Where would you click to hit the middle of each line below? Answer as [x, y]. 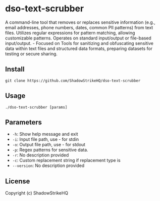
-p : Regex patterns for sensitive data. [50, 150]
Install [15, 69]
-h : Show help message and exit [45, 134]
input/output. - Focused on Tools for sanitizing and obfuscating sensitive [79, 43]
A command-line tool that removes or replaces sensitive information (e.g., [80, 22]
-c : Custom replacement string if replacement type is [66, 161]
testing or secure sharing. [31, 54]
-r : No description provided [41, 155]
